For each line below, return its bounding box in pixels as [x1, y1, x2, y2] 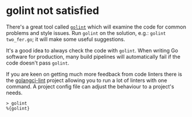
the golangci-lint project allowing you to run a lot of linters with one [6, 77, 167, 84]
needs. [6, 89, 23, 96]
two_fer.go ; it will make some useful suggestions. [6, 36, 125, 42]
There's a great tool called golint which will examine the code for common [6, 23, 187, 30]
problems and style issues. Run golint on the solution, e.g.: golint [6, 29, 166, 36]
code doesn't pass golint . [6, 59, 69, 66]
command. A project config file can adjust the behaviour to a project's [6, 83, 174, 90]
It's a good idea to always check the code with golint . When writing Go [6, 47, 179, 54]
